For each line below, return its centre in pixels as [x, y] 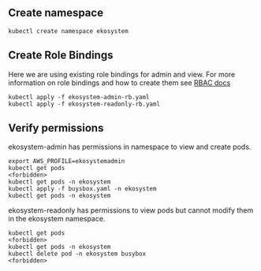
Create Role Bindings [61, 56]
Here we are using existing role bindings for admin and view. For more [122, 74]
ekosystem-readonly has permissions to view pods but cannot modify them [131, 210]
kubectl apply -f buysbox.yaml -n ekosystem [82, 189]
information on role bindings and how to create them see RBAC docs [119, 83]
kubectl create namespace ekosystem [68, 31]
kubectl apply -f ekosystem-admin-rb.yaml [79, 97]
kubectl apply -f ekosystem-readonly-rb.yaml [84, 104]
